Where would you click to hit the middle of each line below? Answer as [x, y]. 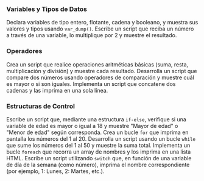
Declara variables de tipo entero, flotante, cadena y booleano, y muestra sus [102, 23]
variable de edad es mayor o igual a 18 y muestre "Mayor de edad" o [92, 126]
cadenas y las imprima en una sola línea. [57, 90]
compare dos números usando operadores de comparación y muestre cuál [100, 77]
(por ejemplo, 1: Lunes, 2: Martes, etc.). [55, 171]
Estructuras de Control [40, 106]
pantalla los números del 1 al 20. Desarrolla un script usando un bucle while [101, 138]
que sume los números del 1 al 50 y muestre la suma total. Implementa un [98, 145]
